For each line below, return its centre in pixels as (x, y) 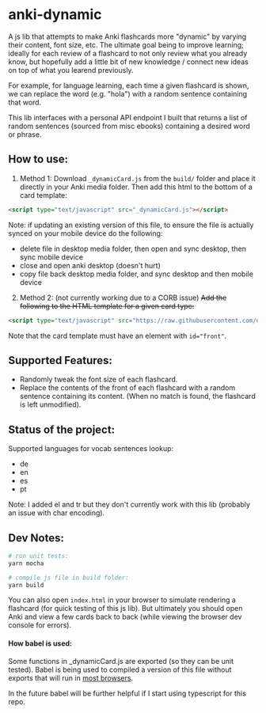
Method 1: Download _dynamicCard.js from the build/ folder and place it (137, 178)
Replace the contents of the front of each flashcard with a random (127, 388)
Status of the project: (62, 429)
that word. (25, 102)
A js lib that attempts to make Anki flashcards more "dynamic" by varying (127, 36)
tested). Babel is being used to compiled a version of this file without (120, 669)
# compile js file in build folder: (68, 578)
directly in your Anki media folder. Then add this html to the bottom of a (136, 187)
